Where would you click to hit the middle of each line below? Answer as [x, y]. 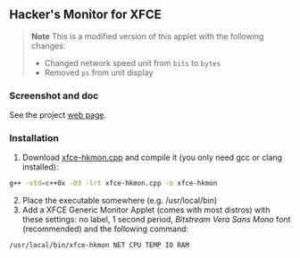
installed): [41, 167]
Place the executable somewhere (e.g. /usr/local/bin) [120, 201]
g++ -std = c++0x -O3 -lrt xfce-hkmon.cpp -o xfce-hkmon [113, 183]
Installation [34, 138]
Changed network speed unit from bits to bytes [133, 62]
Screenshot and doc [54, 96]
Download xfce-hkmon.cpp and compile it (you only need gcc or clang [152, 158]
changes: [48, 46]
